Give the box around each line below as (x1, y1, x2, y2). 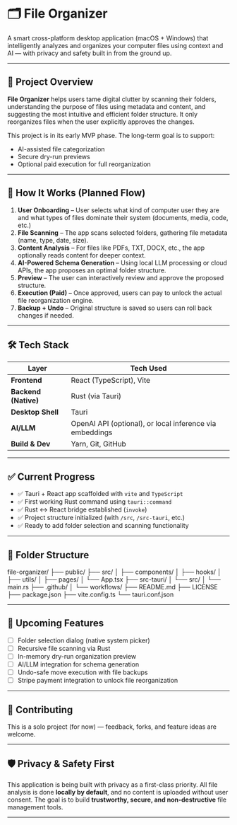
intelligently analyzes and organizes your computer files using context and (7, 41, 224, 50)
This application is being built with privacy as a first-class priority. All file (7, 780, 218, 789)
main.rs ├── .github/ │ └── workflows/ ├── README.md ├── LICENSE (7, 583, 219, 591)
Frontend (11, 376, 42, 386)
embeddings (71, 427, 113, 437)
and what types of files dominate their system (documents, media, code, (17, 213, 229, 221)
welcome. (7, 730, 36, 738)
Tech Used (130, 364, 167, 374)
